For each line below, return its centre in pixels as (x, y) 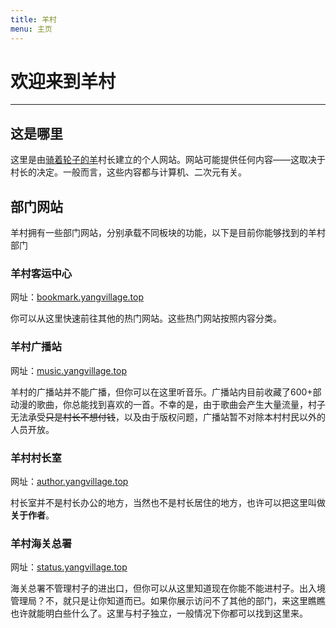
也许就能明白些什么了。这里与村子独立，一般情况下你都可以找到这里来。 (159, 613)
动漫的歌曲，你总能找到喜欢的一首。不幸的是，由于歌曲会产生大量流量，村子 (168, 404)
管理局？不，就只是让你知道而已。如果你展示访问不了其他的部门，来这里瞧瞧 (168, 601)
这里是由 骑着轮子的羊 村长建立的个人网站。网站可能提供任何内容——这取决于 (168, 160)
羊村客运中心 (41, 273)
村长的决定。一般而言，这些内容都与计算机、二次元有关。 (128, 172)
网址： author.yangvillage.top (69, 481)
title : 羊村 (33, 19)
